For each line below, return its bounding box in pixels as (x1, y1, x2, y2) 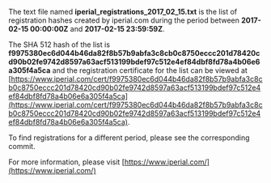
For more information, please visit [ (8, 157, 125, 167)
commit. (8, 142, 36, 151)
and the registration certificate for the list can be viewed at (52, 66, 248, 75)
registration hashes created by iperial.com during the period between (8, 15, 240, 25)
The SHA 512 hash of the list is (8, 40, 111, 49)
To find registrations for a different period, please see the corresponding (8, 133, 250, 143)
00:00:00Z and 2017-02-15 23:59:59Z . (29, 24, 165, 33)
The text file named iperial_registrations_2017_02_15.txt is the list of (8, 7, 238, 16)
